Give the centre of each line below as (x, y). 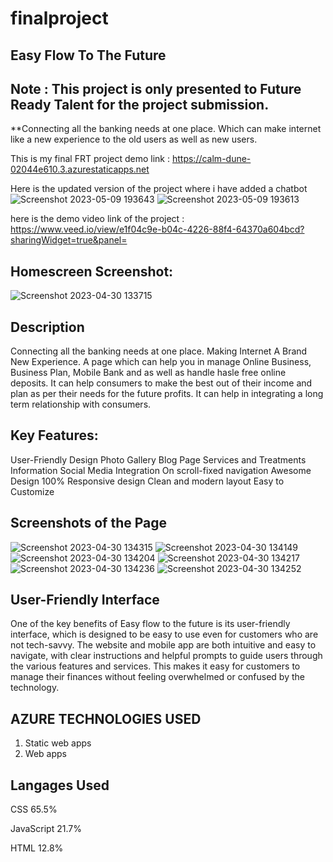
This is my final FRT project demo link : (90, 159)
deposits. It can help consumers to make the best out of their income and (161, 383)
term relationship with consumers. (81, 404)
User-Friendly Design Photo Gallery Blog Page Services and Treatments (158, 459)
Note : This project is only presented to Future (156, 88)
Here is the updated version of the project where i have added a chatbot (159, 189)
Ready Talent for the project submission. (140, 104)
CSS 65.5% (34, 809)
